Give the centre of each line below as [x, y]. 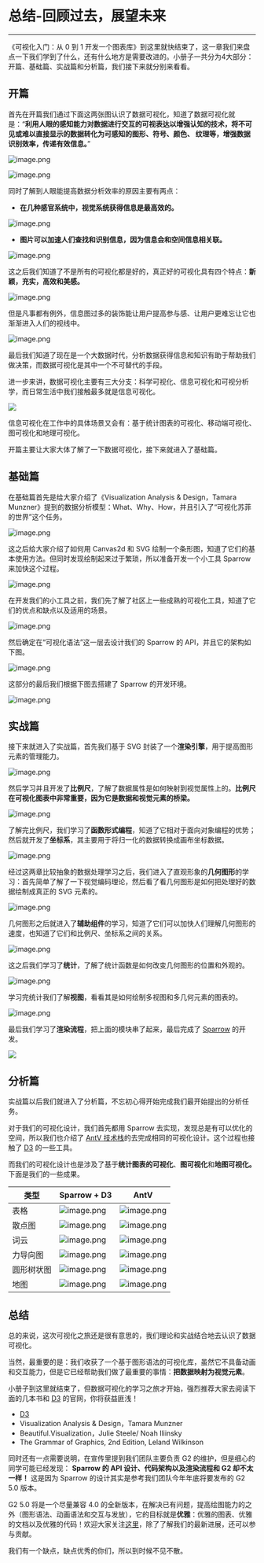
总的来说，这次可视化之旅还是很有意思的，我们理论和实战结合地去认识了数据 [132, 1335]
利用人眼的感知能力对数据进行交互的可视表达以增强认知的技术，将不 [135, 123]
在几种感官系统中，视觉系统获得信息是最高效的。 [99, 207]
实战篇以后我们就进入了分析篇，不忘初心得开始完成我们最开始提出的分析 [125, 1101]
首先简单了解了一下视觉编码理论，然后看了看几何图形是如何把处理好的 [135, 882]
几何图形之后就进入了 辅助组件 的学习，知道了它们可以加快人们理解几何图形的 [132, 923]
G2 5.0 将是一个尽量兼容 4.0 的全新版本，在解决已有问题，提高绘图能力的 [127, 1504]
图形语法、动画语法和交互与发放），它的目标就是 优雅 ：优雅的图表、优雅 [137, 1514]
